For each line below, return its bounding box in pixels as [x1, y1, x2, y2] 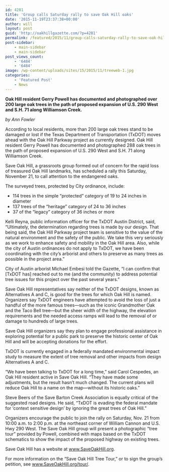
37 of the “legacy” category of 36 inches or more [12, 209, 115, 215]
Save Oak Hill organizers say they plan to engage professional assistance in [5, 328, 162, 334]
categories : [5, 73, 30, 78]
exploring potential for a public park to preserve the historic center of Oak [5, 333, 158, 339]
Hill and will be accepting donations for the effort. [5, 338, 108, 344]
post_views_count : [5, 54, 44, 59]
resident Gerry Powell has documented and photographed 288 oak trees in [5, 142, 161, 148]
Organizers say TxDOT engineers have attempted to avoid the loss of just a [5, 297, 161, 303]
